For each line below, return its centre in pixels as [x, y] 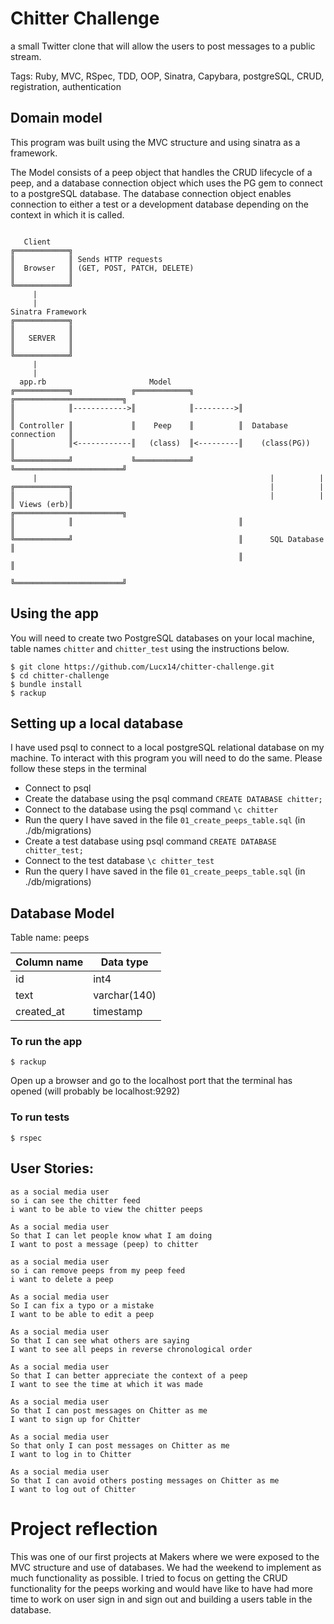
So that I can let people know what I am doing [111, 1235]
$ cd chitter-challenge [60, 675]
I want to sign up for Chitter [75, 1419]
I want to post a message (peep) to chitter [104, 1244]
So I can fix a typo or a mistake [82, 1305]
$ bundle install [46, 684]
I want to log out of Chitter [73, 1489]
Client [37, 242]
